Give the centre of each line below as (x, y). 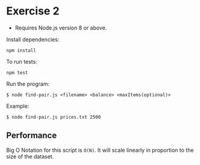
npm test (17, 73)
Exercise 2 (33, 11)
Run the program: (28, 84)
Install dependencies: (33, 39)
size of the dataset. (30, 156)
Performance (32, 136)
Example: (18, 106)
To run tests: (22, 61)
